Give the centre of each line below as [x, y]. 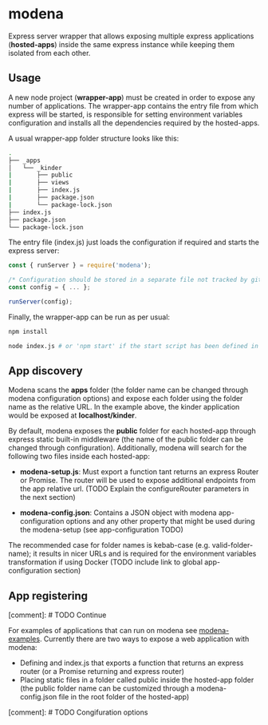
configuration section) [45, 571]
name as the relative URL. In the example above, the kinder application [124, 407]
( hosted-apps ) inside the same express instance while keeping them [122, 44]
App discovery [45, 371]
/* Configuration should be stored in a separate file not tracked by [128, 280]
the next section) [47, 497]
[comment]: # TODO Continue [57, 615]
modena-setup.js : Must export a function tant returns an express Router [139, 472]
